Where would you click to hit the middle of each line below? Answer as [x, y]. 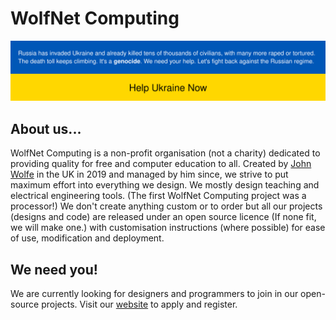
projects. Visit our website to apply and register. [139, 304]
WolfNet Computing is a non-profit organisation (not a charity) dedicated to [165, 153]
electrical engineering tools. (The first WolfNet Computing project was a [158, 196]
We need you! [54, 269]
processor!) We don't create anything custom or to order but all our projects [166, 206]
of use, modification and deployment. [87, 238]
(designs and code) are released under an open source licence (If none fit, [163, 217]
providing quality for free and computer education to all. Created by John [161, 164]
